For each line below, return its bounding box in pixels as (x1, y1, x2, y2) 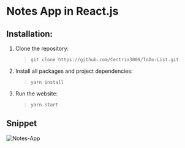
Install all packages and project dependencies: (15, 67, 133, 75)
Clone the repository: (15, 45, 69, 52)
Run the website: (15, 90, 58, 97)
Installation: (6, 29, 53, 39)
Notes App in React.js (6, 4, 119, 18)
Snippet (6, 118, 37, 129)
